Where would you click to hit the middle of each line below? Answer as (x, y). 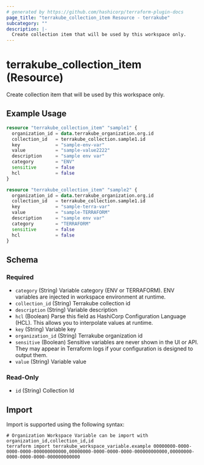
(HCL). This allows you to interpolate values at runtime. (84, 323)
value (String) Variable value (51, 362)
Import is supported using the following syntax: (65, 425)
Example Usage (37, 114)
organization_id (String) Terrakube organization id (79, 336)
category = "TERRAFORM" (51, 224)
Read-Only (23, 377)
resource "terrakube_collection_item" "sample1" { (72, 128)
